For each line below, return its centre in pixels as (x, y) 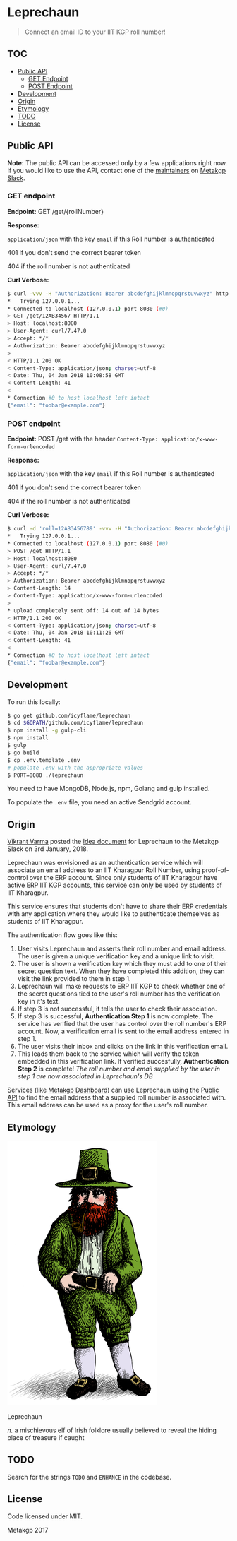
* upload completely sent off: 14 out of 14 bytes (83, 611)
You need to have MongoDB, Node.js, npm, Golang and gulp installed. (109, 789)
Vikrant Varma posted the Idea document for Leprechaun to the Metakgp (113, 842)
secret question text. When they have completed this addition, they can (121, 971)
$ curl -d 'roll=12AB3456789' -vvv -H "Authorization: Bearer (101, 529)
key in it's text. (38, 1001)
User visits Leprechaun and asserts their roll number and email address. (122, 949)
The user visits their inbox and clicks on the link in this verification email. (123, 1047)
